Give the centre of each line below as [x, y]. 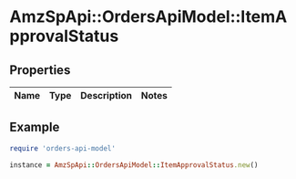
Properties [40, 70]
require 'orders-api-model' [63, 148]
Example [35, 127]
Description [106, 95]
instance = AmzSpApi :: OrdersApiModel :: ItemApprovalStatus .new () [134, 165]
